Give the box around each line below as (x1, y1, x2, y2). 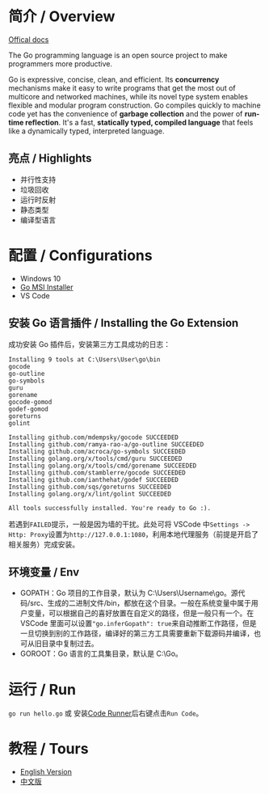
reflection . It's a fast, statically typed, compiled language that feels (25, 117, 254, 127)
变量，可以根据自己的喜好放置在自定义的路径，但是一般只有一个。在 (27, 608, 254, 619)
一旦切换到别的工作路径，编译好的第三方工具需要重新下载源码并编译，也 (19, 628, 261, 639)
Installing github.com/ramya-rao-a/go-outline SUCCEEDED (8, 440, 204, 449)
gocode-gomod (8, 398, 53, 406)
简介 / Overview (8, 7, 116, 26)
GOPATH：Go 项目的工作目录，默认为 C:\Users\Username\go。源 (19, 588, 238, 598)
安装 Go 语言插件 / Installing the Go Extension (8, 316, 239, 330)
